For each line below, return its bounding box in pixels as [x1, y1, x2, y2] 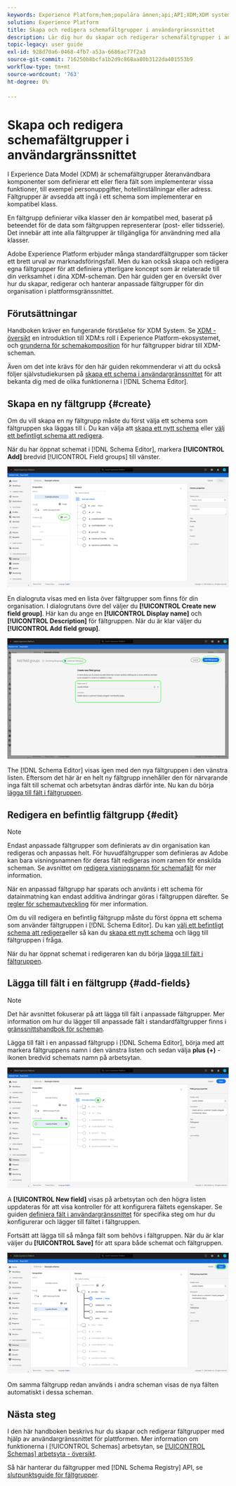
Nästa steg [7, 1409, 56, 1421]
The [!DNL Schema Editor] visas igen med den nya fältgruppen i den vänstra [7, 766, 228, 775]
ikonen [7, 1053, 27, 1061]
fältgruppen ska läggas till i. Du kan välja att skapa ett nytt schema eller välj [7, 423, 225, 432]
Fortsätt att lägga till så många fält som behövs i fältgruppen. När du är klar [7, 1231, 225, 1240]
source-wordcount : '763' [7, 70, 80, 77]
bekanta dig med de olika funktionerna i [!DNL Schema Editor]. [7, 377, 188, 386]
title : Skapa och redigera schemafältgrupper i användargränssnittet [7, 26, 216, 33]
